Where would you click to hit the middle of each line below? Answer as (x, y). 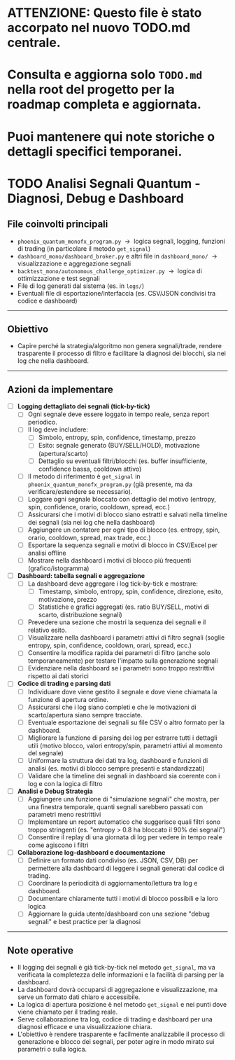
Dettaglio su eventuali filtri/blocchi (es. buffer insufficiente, (123, 461)
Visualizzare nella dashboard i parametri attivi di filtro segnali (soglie (126, 638)
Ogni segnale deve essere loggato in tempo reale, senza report (119, 414)
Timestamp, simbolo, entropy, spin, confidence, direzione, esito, (131, 592)
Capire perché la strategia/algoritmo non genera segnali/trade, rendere (120, 346)
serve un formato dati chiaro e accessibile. (79, 997)
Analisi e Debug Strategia (55, 791)
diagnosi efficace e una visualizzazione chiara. (85, 1027)
